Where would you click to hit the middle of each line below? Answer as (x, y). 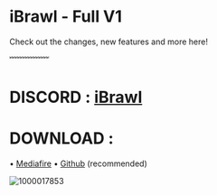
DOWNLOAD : (62, 139)
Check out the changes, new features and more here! (108, 42)
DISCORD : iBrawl (76, 97)
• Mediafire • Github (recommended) (78, 163)
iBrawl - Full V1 (66, 17)
